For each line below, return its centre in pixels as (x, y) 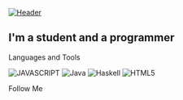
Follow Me (26, 88)
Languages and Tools (45, 57)
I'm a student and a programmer (91, 37)
